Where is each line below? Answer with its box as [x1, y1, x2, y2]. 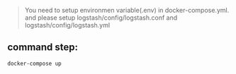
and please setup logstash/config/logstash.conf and [24, 13, 178, 22]
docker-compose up [7, 60, 62, 67]
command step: [7, 42, 79, 54]
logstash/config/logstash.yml [24, 21, 111, 29]
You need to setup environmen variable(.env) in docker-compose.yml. [24, 6, 230, 14]
